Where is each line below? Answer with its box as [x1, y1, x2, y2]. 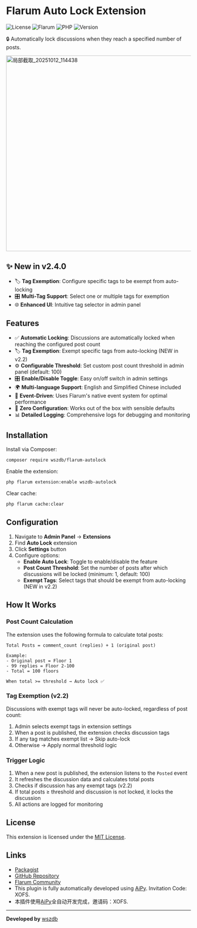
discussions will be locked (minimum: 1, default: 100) [23, 570, 151, 577]
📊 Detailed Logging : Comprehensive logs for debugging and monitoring [14, 411, 191, 418]
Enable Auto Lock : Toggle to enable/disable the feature [23, 558, 158, 565]
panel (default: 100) [14, 368, 62, 375]
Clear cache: [6, 490, 37, 497]
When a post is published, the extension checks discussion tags [14, 729, 170, 736]
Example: [6, 653, 28, 658]
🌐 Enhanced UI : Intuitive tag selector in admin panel [14, 301, 141, 308]
